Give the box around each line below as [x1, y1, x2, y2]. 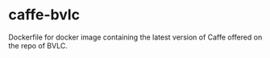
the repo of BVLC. [8, 40, 69, 50]
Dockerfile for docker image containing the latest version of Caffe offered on [8, 32, 263, 42]
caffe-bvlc [8, 6, 81, 24]
